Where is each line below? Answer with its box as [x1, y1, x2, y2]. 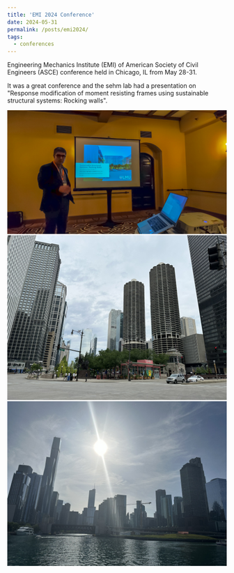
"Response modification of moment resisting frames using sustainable [7, 89, 209, 98]
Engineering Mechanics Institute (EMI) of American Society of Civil [7, 61, 198, 69]
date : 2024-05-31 [7, 18, 58, 26]
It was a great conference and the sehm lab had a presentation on [7, 82, 196, 90]
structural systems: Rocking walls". [7, 96, 108, 105]
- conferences [13, 40, 54, 48]
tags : [7, 33, 23, 40]
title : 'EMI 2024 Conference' [7, 11, 95, 18]
